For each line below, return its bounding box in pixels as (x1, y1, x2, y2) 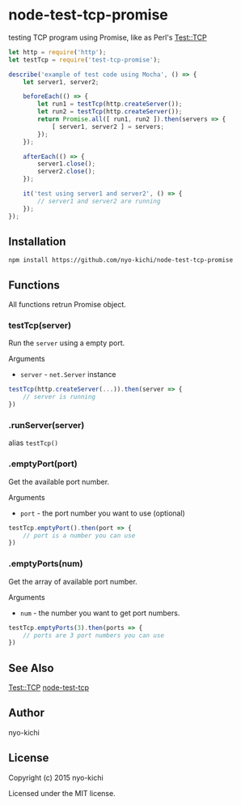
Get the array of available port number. (8, 576, 137, 586)
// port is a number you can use (23, 531, 136, 540)
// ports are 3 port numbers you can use (23, 631, 164, 640)
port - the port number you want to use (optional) (19, 508, 186, 518)
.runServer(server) (8, 420, 85, 431)
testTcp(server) (8, 320, 71, 332)
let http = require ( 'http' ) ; (8, 48, 107, 56)
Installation (8, 234, 66, 248)
